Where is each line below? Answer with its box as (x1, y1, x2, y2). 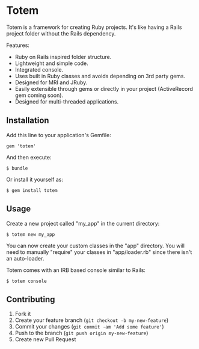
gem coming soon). (14, 91, 64, 99)
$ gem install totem (6, 187, 58, 193)
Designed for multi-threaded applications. (14, 97, 119, 105)
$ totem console (6, 278, 47, 284)
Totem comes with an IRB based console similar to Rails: (6, 266, 146, 274)
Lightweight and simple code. (14, 60, 88, 67)
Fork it (14, 310, 31, 318)
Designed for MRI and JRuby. (14, 79, 88, 86)
